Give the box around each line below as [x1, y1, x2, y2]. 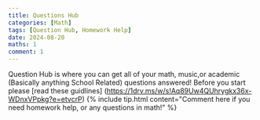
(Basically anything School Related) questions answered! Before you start [8, 78, 246, 87]
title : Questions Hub [8, 11, 79, 20]
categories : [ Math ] [8, 19, 72, 27]
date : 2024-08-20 [8, 33, 65, 42]
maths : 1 [8, 41, 37, 49]
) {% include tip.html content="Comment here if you [82, 95, 251, 104]
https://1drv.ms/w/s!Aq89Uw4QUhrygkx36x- [106, 86, 252, 95]
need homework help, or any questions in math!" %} [8, 103, 178, 112]
